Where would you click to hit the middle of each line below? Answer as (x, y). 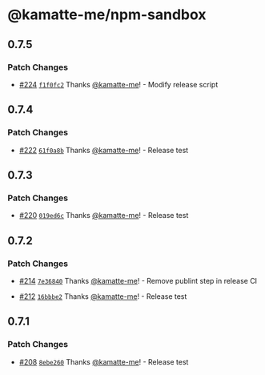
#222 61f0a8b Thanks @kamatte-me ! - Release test (104, 150)
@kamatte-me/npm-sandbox (107, 15)
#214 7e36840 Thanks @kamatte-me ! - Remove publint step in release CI (138, 280)
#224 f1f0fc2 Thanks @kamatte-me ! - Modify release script (118, 84)
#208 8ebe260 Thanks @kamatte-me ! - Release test (104, 361)
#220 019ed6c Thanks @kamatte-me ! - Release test (104, 216)
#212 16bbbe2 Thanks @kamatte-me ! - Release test (103, 296)
